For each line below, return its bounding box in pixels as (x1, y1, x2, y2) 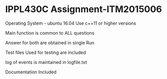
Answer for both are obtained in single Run (5, 39, 95, 46)
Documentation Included (5, 69, 57, 75)
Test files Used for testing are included (5, 49, 86, 55)
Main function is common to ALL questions (5, 30, 95, 36)
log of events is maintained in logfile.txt (5, 59, 88, 65)
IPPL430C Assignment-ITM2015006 (5, 4, 162, 15)
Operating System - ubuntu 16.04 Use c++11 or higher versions (5, 20, 137, 26)
